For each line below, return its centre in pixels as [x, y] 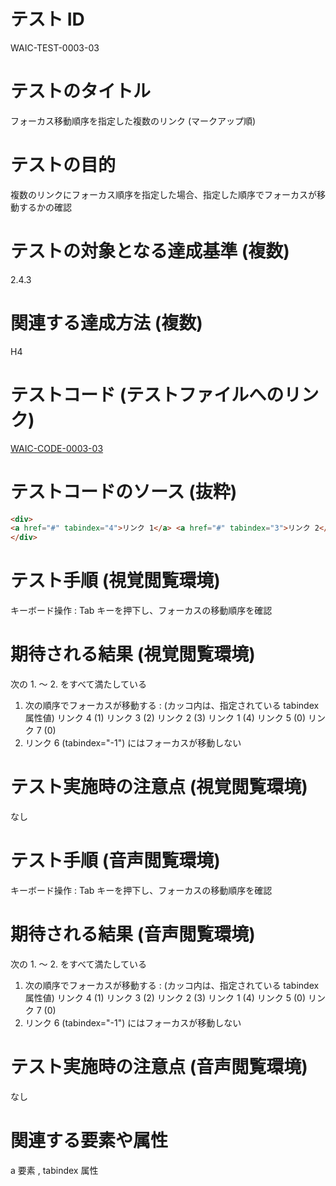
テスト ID [47, 19]
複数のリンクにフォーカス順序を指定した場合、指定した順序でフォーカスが [163, 194]
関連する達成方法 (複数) [106, 322]
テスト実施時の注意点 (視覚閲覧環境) [159, 787]
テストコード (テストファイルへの [147, 394]
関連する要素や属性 [89, 1141]
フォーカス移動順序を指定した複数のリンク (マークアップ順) [133, 121]
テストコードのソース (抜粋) [124, 491]
